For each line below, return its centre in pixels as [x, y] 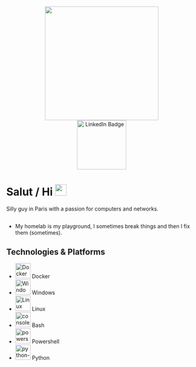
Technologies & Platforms [56, 252]
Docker [41, 277]
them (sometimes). [38, 233]
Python [41, 358]
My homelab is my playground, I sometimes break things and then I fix [103, 226]
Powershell [45, 342]
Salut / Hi [30, 192]
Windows [44, 293]
